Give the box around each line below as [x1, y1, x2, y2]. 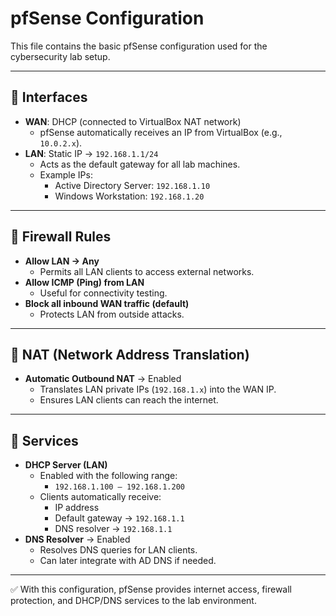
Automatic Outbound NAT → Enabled [24, 373, 182, 385]
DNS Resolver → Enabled [24, 533, 131, 546]
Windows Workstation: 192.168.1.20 [54, 190, 205, 202]
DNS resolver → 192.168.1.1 [54, 523, 173, 535]
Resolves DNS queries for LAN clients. [39, 544, 198, 556]
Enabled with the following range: [39, 470, 178, 482]
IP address [54, 502, 100, 514]
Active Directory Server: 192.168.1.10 [54, 179, 211, 191]
